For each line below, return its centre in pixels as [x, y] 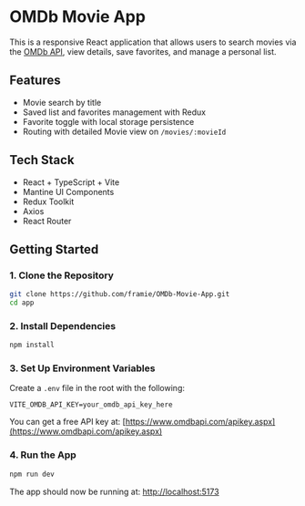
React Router [47, 221]
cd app [22, 303]
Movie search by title [62, 102]
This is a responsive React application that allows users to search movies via [153, 42]
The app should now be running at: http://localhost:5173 [115, 491]
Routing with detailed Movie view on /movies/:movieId [124, 131]
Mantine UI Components [68, 191]
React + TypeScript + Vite [71, 182]
